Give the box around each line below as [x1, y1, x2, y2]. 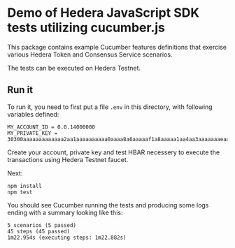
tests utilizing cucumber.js [7, 20, 166, 36]
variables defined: [7, 110, 59, 118]
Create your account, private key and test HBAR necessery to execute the [7, 148, 220, 156]
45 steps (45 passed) [7, 228, 71, 235]
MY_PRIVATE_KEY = [7, 129, 58, 137]
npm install [7, 182, 42, 189]
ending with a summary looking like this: [7, 208, 123, 217]
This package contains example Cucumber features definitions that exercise [7, 43, 227, 51]
